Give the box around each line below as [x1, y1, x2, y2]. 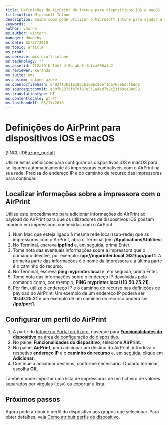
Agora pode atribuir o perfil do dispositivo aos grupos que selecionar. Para [5, 408, 159, 414]
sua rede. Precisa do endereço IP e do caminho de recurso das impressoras [5, 170, 162, 176]
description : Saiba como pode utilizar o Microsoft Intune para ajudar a [5, 17, 163, 22]
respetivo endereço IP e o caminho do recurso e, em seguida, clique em [12, 350, 163, 356]
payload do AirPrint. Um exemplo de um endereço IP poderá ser [12, 290, 145, 296]
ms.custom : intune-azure [5, 77, 57, 82]
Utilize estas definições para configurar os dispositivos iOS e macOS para [5, 159, 158, 166]
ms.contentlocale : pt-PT [5, 96, 57, 101]
